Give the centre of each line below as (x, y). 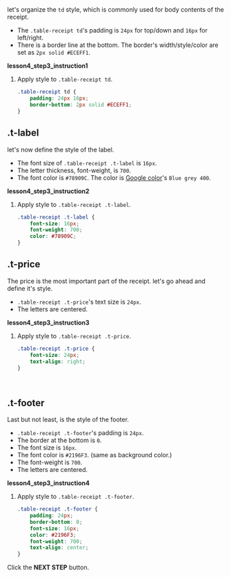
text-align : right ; (58, 361)
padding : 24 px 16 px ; (59, 99)
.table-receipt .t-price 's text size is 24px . (79, 302)
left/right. (30, 38)
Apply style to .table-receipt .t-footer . (76, 497)
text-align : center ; (59, 548)
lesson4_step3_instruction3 (48, 322)
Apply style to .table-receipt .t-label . (74, 204)
